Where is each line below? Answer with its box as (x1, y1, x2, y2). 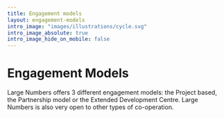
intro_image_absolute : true (7, 29, 89, 37)
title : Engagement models (7, 10, 82, 17)
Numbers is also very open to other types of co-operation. (7, 103, 174, 111)
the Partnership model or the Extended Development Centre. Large (7, 96, 199, 104)
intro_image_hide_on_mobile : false (7, 36, 110, 43)
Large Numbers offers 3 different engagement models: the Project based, (7, 88, 217, 97)
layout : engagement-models (7, 17, 85, 23)
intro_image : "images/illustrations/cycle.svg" (7, 23, 148, 30)
